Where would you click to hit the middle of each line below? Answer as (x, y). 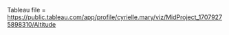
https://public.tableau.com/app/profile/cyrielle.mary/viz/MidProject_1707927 (115, 17)
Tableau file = (26, 10)
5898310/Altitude (32, 24)
